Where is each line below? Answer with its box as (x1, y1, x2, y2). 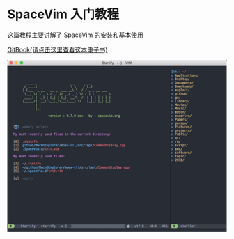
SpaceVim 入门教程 (7, 6, 120, 22)
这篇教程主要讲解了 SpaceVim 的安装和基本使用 (7, 31, 144, 39)
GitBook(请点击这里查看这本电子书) (7, 45, 108, 54)
